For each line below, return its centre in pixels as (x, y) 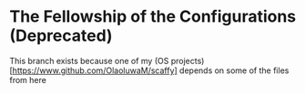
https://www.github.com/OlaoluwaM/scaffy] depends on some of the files (151, 70)
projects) (188, 60)
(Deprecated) (61, 36)
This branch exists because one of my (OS (89, 60)
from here (28, 79)
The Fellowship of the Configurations (153, 17)
